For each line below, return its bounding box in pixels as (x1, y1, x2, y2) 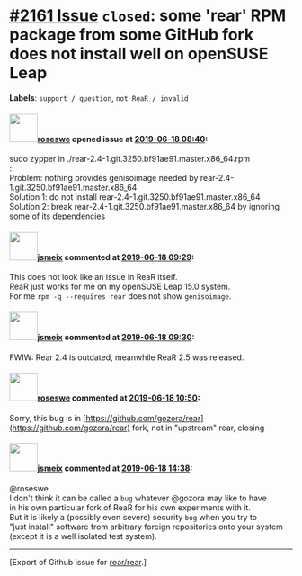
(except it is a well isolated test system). (9, 530, 157, 541)
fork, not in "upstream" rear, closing (131, 422, 265, 433)
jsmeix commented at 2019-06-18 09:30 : (37, 331, 195, 342)
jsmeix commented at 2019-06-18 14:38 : (37, 463, 193, 473)
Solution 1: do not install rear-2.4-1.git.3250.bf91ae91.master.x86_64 (9, 192, 261, 202)
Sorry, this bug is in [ (9, 412, 86, 423)
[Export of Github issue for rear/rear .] (9, 556, 147, 567)
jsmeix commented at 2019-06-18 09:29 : (37, 251, 195, 262)
